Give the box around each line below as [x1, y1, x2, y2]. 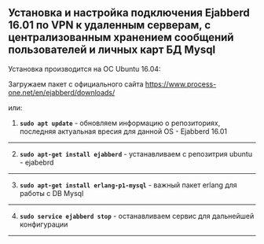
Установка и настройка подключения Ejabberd [8, 6, 250, 20]
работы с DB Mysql [19, 188, 84, 198]
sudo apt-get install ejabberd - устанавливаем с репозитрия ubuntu [19, 149, 253, 158]
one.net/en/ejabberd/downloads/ [8, 87, 115, 97]
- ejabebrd [19, 157, 54, 167]
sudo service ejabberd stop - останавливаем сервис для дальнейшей [19, 211, 255, 220]
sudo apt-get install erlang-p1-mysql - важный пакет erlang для [19, 180, 237, 190]
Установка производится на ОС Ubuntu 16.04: [8, 64, 161, 73]
